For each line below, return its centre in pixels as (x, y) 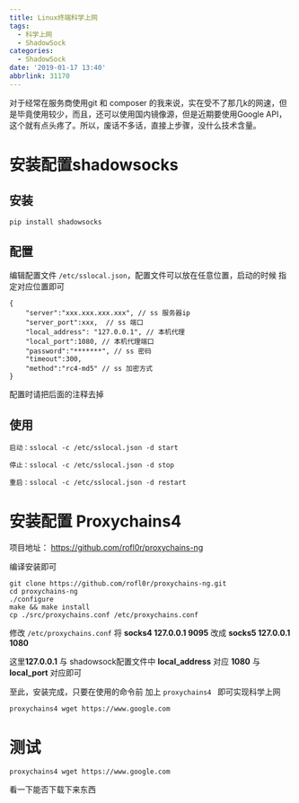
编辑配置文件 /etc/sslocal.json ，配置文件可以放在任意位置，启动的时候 (143, 275)
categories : (31, 51)
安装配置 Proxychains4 (96, 521)
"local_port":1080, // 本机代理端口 (90, 341)
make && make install (50, 607)
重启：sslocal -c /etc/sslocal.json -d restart (98, 483)
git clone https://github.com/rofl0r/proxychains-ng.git (118, 584)
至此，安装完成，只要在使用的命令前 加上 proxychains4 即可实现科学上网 (145, 692)
